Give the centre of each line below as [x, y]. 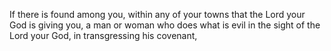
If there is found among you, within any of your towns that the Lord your [157, 14]
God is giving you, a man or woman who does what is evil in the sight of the [165, 25]
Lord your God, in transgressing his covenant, [103, 35]
